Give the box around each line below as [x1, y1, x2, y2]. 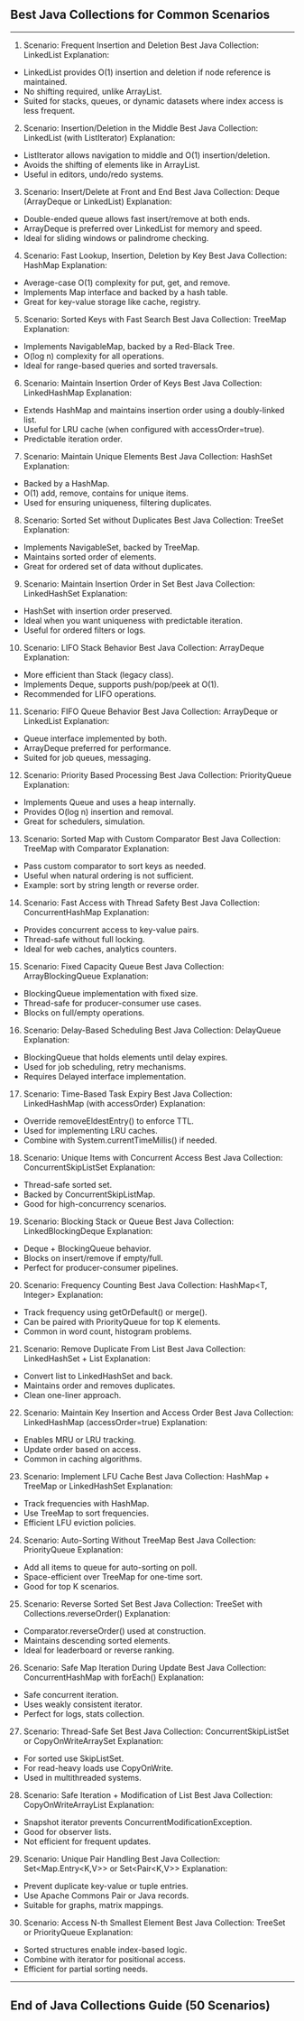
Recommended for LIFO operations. [23, 688, 157, 699]
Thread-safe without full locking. [23, 933, 145, 944]
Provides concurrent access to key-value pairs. [23, 924, 199, 935]
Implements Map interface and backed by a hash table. [23, 286, 228, 297]
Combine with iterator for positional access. [23, 1953, 186, 1964]
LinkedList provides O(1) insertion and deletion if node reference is [23, 67, 272, 78]
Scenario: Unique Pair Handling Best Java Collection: [23, 1853, 221, 1864]
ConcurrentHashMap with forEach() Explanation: [23, 1672, 205, 1683]
